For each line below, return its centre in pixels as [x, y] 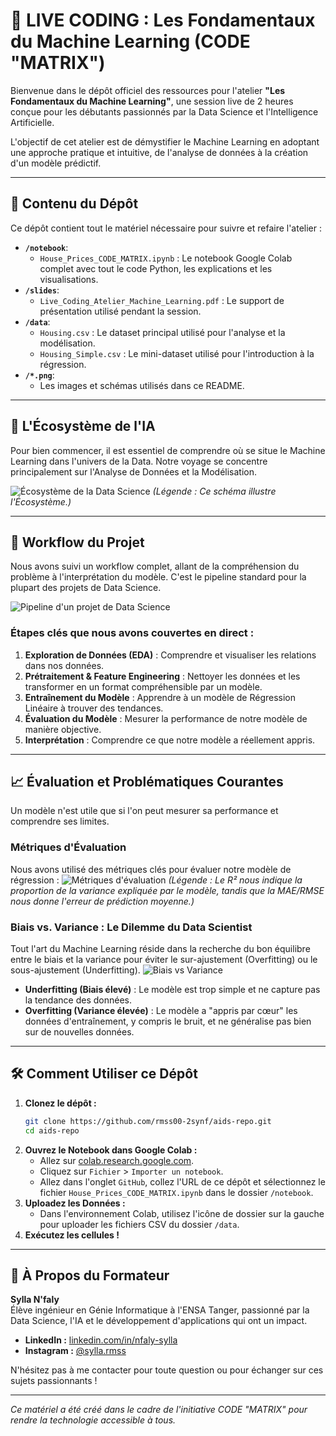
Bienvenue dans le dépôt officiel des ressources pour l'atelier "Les [148, 90]
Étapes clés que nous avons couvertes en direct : [132, 633]
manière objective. [63, 729]
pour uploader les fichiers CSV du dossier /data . [139, 1224]
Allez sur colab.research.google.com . [117, 1160]
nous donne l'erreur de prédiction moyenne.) [102, 901]
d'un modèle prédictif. [56, 163]
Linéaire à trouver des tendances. [94, 708]
